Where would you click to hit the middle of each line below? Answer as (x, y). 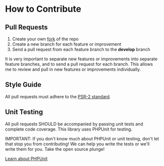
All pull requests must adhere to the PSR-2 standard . (58, 96)
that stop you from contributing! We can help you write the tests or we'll (77, 144)
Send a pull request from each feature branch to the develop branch (81, 49)
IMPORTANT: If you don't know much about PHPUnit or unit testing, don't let (82, 138)
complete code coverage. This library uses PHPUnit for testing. (69, 129)
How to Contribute (43, 9)
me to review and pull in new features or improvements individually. (73, 69)
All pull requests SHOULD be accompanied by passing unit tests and (74, 124)
